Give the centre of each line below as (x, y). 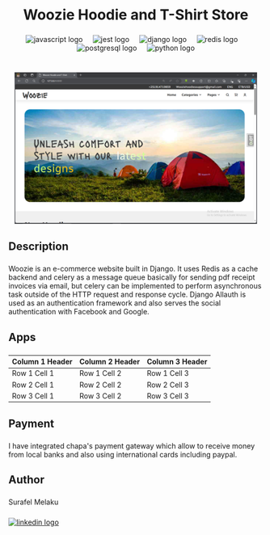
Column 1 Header (42, 362)
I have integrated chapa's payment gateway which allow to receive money (132, 445)
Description (38, 247)
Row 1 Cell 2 (101, 373)
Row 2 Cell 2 (101, 385)
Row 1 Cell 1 (33, 373)
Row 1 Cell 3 (168, 373)
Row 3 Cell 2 (101, 396)
